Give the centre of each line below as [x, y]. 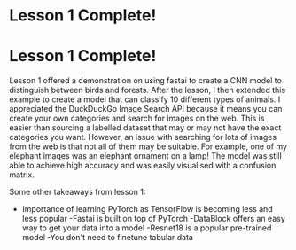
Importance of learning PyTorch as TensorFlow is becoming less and [147, 209]
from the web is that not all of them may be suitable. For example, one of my [148, 146]
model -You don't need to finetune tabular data [107, 238]
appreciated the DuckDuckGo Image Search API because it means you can [146, 109]
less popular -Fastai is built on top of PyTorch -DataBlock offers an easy [153, 219]
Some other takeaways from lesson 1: [78, 192]
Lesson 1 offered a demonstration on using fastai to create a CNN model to [145, 81]
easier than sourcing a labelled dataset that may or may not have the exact [145, 128]
